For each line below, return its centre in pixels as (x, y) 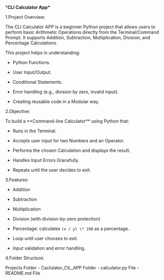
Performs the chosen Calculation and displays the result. (71, 150)
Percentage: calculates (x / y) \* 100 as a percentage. (71, 229)
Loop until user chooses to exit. (45, 238)
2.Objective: (18, 111)
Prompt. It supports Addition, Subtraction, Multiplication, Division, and (78, 38)
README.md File (23, 273)
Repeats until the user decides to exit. (52, 170)
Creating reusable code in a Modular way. (56, 101)
